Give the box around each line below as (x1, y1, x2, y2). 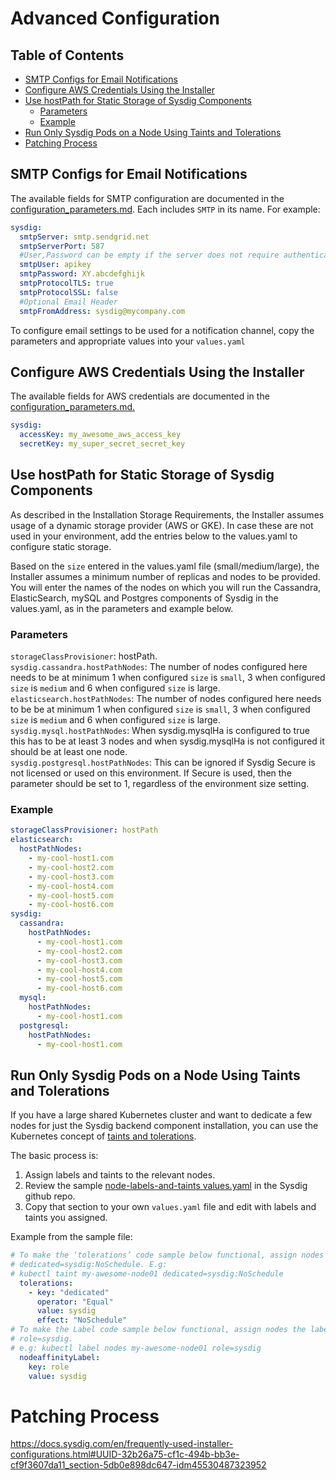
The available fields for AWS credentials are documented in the (10, 390, 270, 402)
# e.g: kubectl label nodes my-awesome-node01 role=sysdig (10, 1343, 262, 1353)
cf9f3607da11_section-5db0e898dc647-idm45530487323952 (10, 1459, 267, 1471)
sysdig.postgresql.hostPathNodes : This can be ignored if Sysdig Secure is (10, 757, 316, 769)
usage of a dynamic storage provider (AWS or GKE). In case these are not (10, 519, 314, 531)
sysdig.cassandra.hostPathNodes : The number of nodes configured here (10, 661, 308, 673)
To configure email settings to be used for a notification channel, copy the (10, 324, 315, 336)
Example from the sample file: (10, 1231, 133, 1243)
